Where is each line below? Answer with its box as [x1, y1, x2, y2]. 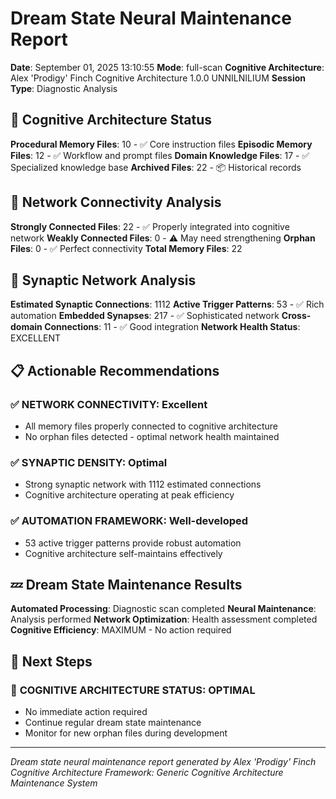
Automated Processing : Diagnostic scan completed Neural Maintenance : [10, 603, 317, 615]
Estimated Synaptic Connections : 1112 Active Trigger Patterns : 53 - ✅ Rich [10, 298, 325, 311]
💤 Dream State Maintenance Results [10, 577, 243, 594]
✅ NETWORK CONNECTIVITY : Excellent [10, 397, 208, 411]
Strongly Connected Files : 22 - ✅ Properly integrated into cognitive [10, 220, 290, 232]
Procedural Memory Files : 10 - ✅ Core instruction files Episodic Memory [10, 138, 313, 150]
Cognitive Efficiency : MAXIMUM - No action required [10, 624, 232, 636]
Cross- [281, 310, 312, 322]
